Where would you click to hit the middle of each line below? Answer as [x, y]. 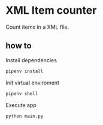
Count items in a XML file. [37, 27]
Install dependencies [31, 60]
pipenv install [25, 71]
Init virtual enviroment [32, 83]
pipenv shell [22, 93]
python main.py [25, 116]
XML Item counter [51, 10]
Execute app [21, 105]
